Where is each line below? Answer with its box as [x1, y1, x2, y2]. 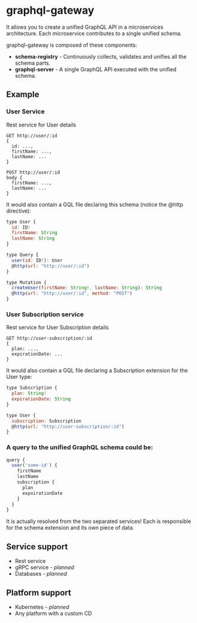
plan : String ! [11, 391, 47, 397]
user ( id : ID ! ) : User [11, 257, 63, 264]
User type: [6, 373, 32, 380]
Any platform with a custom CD [14, 609, 92, 617]
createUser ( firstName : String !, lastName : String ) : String [11, 285, 162, 291]
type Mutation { [6, 279, 47, 285]
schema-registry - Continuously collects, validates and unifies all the [14, 53, 187, 60]
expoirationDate [22, 490, 63, 496]
